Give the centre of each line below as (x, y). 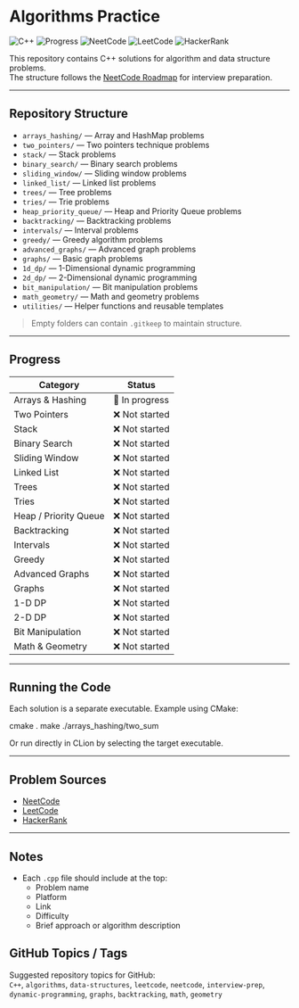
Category (59, 384)
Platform (51, 897)
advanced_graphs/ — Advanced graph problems (109, 249)
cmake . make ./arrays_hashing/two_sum (84, 726)
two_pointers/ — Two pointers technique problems (116, 145)
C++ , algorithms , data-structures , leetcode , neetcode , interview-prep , (137, 984)
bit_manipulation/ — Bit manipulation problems (110, 286)
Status (141, 384)
